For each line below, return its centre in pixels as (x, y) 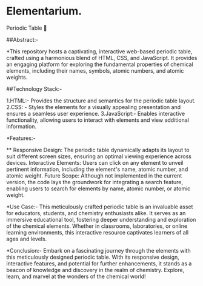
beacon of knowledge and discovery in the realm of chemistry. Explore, (95, 270)
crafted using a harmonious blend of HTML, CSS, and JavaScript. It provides (102, 58)
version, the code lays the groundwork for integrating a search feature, (95, 182)
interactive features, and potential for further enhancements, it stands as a (99, 263)
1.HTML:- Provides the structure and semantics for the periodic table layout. (101, 101)
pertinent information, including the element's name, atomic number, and (97, 169)
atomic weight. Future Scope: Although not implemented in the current (94, 175)
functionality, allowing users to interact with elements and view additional (98, 120)
